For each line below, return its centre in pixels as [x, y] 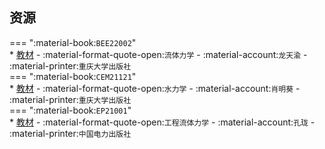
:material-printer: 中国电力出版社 [70, 133]
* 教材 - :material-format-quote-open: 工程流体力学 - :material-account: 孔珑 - [162, 122]
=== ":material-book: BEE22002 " [73, 42]
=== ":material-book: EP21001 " [70, 110]
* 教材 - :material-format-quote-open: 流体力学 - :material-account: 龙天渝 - [158, 54]
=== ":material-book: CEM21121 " [73, 76]
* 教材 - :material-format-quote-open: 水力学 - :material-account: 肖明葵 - [155, 88]
